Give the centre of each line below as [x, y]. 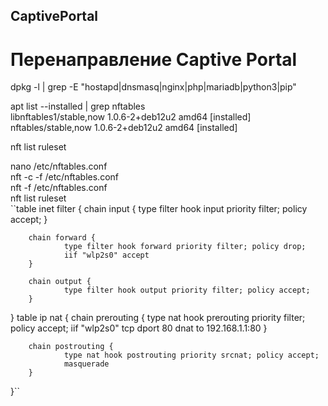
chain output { [60, 282]
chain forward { [62, 238]
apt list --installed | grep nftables [78, 106]
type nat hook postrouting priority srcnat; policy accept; [191, 355]
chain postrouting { [71, 347]
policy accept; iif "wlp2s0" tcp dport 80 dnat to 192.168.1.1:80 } [139, 328]
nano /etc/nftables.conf [59, 166]
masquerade [86, 364]
